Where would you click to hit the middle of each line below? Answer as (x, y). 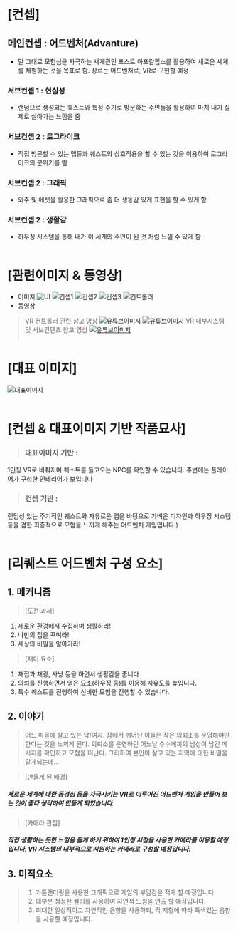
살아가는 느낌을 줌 (56, 117)
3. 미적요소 (30, 874)
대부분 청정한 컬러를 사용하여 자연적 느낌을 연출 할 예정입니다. (120, 901)
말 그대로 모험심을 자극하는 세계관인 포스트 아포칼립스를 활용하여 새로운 (116, 62)
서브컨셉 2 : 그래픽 (37, 182)
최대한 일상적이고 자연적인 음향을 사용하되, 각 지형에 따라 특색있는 (126, 910)
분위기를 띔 (52, 162)
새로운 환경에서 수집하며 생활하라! (64, 626)
